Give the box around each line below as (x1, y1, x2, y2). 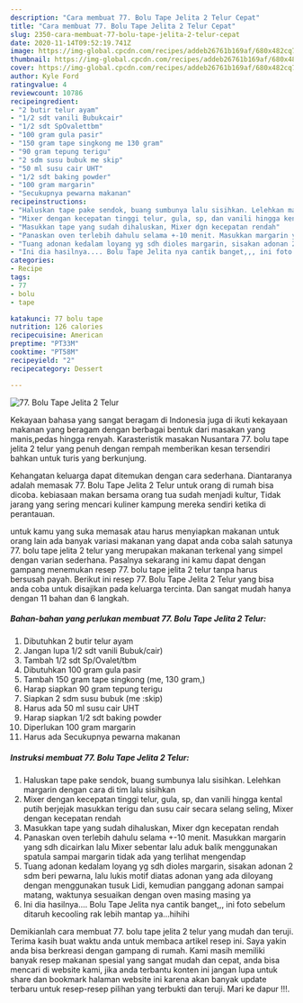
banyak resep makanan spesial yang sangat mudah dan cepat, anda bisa (10, 955, 281, 966)
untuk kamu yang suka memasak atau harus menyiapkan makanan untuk (10, 526, 280, 537)
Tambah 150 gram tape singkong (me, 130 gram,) (22, 674, 206, 685)
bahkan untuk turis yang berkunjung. (10, 452, 147, 464)
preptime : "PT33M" (10, 339, 79, 348)
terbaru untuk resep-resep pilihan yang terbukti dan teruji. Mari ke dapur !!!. (10, 983, 290, 995)
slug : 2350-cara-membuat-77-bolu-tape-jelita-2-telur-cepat (10, 30, 241, 39)
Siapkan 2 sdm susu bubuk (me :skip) (22, 693, 164, 704)
